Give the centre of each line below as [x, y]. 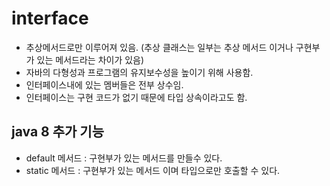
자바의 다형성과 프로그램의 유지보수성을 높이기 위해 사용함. [139, 72]
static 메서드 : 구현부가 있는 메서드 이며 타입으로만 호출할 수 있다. [153, 170]
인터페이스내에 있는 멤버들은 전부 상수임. [104, 84]
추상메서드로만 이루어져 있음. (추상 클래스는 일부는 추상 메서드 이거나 [159, 47]
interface [50, 18]
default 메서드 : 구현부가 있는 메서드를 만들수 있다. [124, 158]
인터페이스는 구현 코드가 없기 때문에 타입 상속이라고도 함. [136, 97]
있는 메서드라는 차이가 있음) [90, 59]
